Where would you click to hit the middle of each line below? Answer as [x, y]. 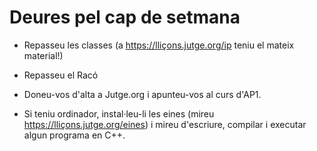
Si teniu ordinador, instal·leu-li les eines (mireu [119, 113]
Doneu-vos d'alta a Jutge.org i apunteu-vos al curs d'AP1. [142, 94]
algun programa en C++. [74, 135]
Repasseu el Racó [61, 75]
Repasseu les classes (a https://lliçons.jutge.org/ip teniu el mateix [159, 45]
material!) [43, 55]
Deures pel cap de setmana [125, 17]
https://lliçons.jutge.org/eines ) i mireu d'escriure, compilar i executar [165, 124]
